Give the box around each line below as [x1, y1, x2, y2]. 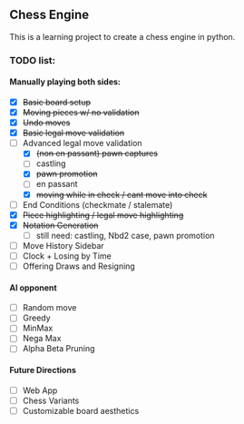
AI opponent [9, 281, 57, 293]
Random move [22, 302, 77, 313]
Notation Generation [22, 220, 99, 231]
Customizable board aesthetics [22, 405, 140, 416]
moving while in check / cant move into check [35, 189, 208, 200]
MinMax [22, 322, 54, 334]
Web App [22, 385, 58, 396]
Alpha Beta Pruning [22, 343, 95, 354]
